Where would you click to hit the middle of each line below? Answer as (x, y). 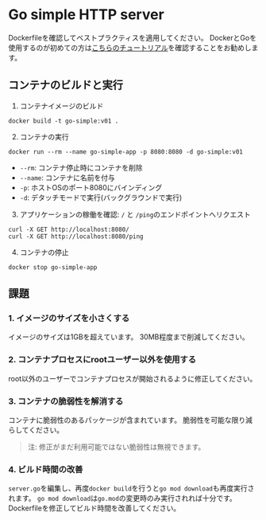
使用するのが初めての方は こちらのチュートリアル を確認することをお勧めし (130, 47)
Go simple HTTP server (86, 15)
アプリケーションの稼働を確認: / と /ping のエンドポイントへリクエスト (135, 214)
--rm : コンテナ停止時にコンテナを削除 (81, 167)
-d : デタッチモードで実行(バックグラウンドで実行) (101, 197)
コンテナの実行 (44, 136)
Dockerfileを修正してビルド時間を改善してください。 (94, 508)
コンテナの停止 (44, 252)
